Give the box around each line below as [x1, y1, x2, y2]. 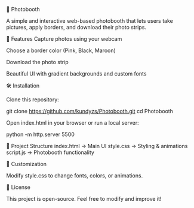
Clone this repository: [6, 96, 60, 103]
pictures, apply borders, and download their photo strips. [6, 24, 146, 31]
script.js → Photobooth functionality [6, 149, 94, 156]
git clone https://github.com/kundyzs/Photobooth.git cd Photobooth [6, 108, 173, 114]
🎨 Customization [6, 161, 47, 167]
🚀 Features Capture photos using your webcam [6, 35, 122, 42]
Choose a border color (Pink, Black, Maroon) [6, 47, 116, 54]
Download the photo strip [6, 59, 69, 65]
